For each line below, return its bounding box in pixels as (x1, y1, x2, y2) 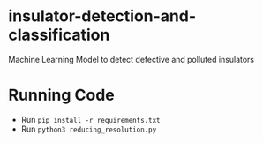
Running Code (8, 86, 116, 105)
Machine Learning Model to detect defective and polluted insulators (8, 54, 255, 64)
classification (8, 25, 110, 45)
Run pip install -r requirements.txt (20, 114, 161, 124)
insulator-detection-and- (8, 6, 197, 26)
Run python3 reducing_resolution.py (20, 124, 157, 134)
